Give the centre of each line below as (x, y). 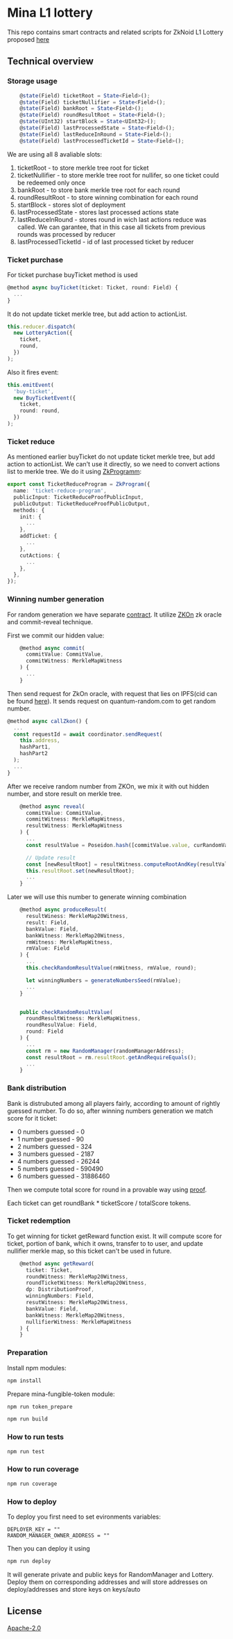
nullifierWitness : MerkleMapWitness (78, 1322)
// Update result (51, 857)
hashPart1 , (35, 747)
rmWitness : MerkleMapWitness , (69, 942)
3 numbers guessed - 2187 (56, 1154)
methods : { (29, 510)
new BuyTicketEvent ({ (45, 398)
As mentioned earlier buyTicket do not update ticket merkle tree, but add (111, 457)
